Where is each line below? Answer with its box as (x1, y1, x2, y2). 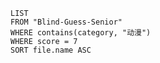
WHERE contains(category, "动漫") (10, 28, 152, 38)
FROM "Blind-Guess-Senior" (10, 17, 123, 27)
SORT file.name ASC (10, 45, 92, 55)
